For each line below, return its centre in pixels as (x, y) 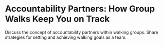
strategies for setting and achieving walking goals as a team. (66, 37)
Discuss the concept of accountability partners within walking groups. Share (82, 32)
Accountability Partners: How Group (80, 9)
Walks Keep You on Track (57, 19)
